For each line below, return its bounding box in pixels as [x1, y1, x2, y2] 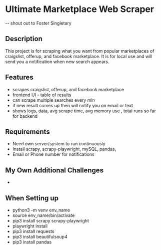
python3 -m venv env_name [12, 207, 70, 213]
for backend [12, 113, 38, 119]
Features [5, 73, 33, 82]
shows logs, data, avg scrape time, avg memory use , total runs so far [12, 108, 156, 114]
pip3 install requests [12, 228, 54, 234]
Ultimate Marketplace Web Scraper [5, 4, 154, 15]
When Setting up [5, 194, 59, 202]
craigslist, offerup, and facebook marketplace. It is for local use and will [5, 53, 152, 59]
